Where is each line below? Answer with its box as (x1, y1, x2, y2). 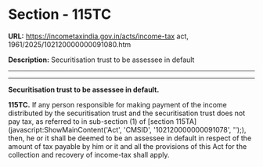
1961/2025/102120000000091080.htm (8, 39, 131, 49)
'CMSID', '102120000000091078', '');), (124, 125, 247, 134)
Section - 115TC (8, 5, 112, 24)
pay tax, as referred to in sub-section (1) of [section (8, 116, 175, 126)
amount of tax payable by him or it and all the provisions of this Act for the (8, 141, 247, 151)
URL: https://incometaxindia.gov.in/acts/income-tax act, (8, 31, 189, 41)
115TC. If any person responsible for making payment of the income (8, 100, 227, 109)
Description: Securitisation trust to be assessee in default (8, 55, 195, 64)
